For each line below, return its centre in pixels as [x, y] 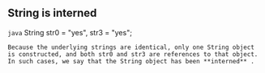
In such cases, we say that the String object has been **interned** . [131, 61]
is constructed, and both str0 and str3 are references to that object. [133, 54]
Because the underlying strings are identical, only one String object [131, 47]
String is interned [52, 13]
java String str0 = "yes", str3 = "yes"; [70, 32]
